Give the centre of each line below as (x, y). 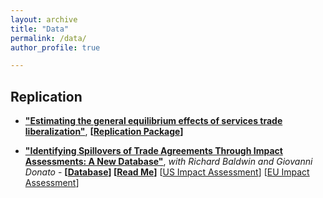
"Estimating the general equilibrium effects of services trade (153, 121)
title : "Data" (40, 29)
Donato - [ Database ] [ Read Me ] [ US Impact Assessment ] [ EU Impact (167, 172)
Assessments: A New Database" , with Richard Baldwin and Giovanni (168, 162)
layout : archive (44, 19)
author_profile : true (55, 47)
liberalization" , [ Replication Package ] (104, 132)
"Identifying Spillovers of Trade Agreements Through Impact (153, 151)
